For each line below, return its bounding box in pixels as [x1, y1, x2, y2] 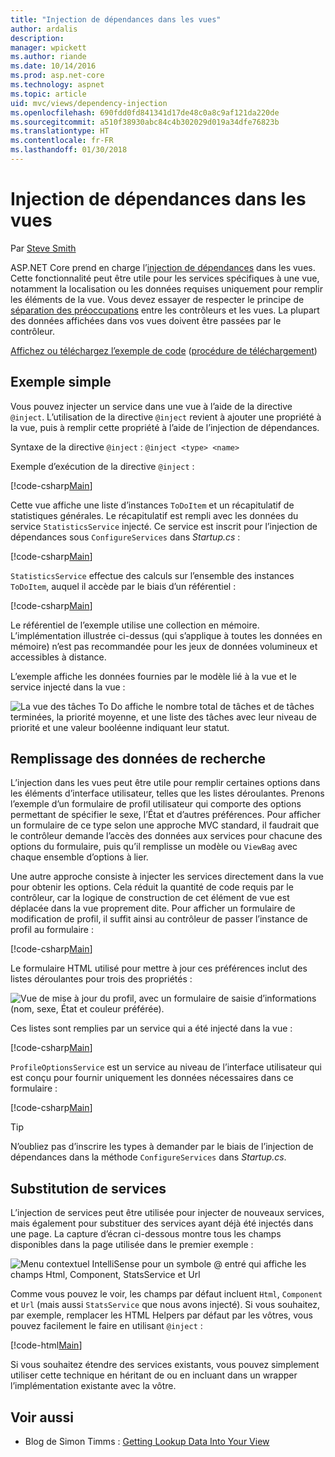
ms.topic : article [10, 89, 87, 99]
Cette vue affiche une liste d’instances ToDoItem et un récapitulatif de [10, 499, 295, 511]
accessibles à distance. [10, 651, 107, 663]
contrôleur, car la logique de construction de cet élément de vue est [10, 892, 290, 904]
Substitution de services [10, 1180, 167, 1197]
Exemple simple [10, 374, 112, 391]
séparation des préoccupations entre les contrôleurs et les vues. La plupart [10, 304, 320, 316]
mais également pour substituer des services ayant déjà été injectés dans [10, 1217, 314, 1230]
